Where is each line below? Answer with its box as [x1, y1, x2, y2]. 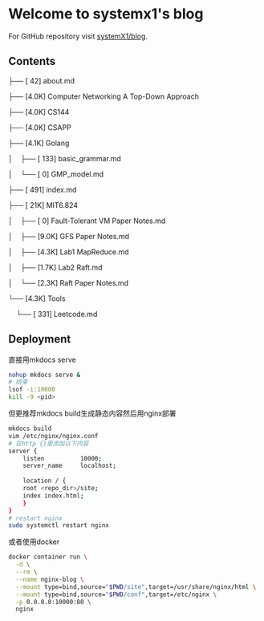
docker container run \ [8, 553, 88, 562]
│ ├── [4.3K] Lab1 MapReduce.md [8, 246, 130, 257]
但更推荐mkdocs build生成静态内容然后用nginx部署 [8, 408, 177, 418]
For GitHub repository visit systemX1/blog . [8, 31, 148, 41]
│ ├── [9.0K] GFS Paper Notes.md [8, 231, 130, 241]
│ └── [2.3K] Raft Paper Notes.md [8, 278, 129, 287]
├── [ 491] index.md [8, 185, 77, 194]
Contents [8, 55, 56, 68]
